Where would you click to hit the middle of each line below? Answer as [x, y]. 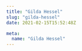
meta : [13, 33]
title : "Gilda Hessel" [34, 12]
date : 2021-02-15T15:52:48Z [41, 23]
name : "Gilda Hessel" [39, 39]
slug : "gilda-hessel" [33, 17]
